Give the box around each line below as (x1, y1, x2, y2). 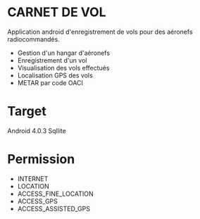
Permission (7, 151, 75, 168)
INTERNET (17, 174, 49, 183)
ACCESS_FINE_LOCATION (17, 189, 94, 198)
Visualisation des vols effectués (17, 63, 110, 72)
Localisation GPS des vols (17, 71, 93, 80)
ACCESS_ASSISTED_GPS (17, 204, 90, 213)
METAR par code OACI (17, 78, 83, 87)
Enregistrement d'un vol (17, 56, 87, 64)
